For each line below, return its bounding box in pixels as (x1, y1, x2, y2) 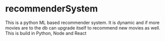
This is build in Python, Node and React (5, 30, 87, 36)
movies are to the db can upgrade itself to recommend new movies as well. (5, 24, 160, 30)
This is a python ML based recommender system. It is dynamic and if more (5, 19, 159, 25)
